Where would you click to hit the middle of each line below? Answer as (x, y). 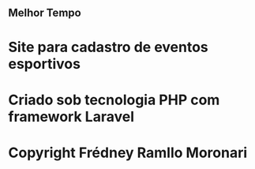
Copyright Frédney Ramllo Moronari (128, 152)
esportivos (45, 64)
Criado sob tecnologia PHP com (114, 100)
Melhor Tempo (45, 13)
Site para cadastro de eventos (109, 47)
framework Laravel (71, 116)
